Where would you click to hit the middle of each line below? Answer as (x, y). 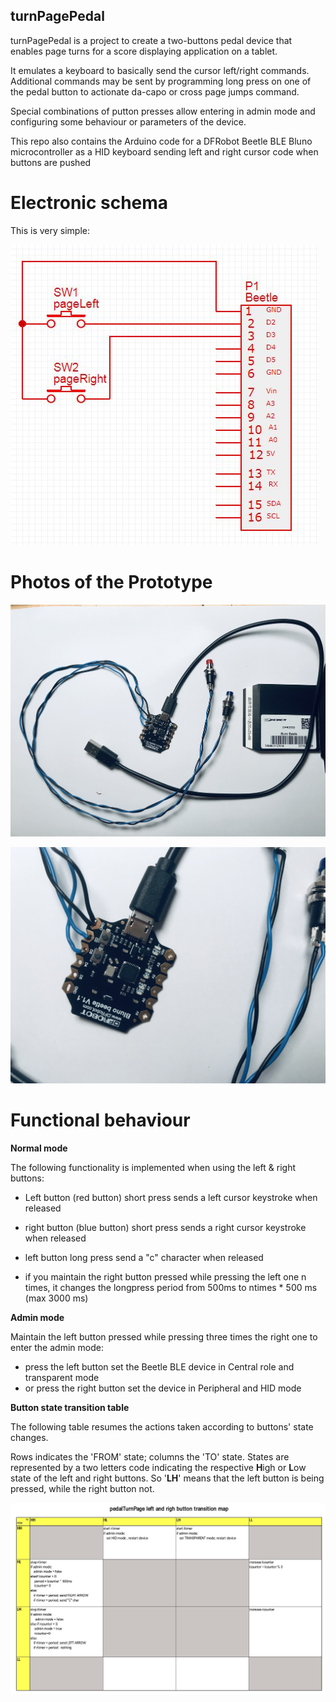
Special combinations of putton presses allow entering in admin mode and (163, 111)
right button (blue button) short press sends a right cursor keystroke (165, 1227)
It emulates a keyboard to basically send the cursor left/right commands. (160, 70)
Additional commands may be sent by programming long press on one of (161, 81)
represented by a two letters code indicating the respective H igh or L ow (158, 1467)
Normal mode (39, 1148)
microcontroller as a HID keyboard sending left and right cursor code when (164, 151)
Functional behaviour (100, 1120)
